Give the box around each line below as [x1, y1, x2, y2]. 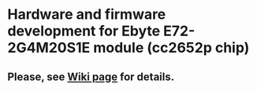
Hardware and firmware [7, 5, 166, 24]
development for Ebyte [7, 22, 161, 40]
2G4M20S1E [7, 39, 91, 56]
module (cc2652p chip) [93, 39, 250, 56]
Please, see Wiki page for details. [7, 70, 175, 83]
